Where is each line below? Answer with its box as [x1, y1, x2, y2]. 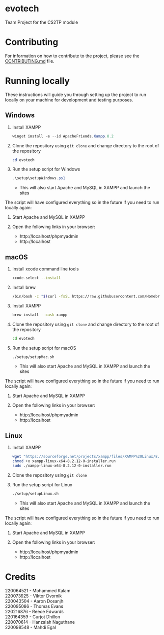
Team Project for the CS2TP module [5, 19, 78, 25]
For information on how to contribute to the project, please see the [5, 53, 140, 59]
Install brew [12, 284, 36, 290]
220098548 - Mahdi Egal [5, 624, 56, 630]
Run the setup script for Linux [12, 481, 73, 488]
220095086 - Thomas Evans [5, 603, 64, 609]
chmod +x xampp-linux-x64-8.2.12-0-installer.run [12, 459, 116, 464]
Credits [5, 571, 36, 582]
